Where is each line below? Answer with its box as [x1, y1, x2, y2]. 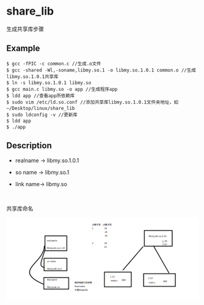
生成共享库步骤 [6, 25, 44, 32]
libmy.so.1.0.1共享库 [6, 73, 59, 80]
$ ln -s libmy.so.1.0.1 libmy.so [6, 79, 92, 86]
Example [6, 43, 40, 54]
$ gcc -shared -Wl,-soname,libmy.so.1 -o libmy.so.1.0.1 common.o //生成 [6, 67, 197, 73]
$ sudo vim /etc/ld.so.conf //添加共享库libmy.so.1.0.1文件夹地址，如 [6, 99, 179, 105]
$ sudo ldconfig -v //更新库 [6, 112, 78, 118]
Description [6, 140, 52, 151]
